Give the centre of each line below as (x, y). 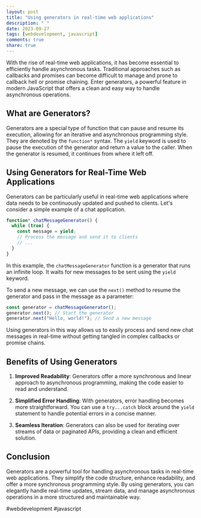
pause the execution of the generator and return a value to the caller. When (99, 147)
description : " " (28, 23)
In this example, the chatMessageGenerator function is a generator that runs (98, 265)
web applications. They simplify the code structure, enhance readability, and (101, 478)
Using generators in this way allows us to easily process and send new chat (100, 330)
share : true (21, 46)
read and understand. (42, 389)
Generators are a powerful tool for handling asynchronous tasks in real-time (100, 471)
